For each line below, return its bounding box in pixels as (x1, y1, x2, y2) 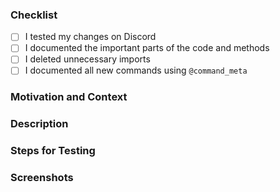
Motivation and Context (10, 90, 128, 104)
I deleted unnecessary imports (24, 53, 151, 65)
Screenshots (10, 171, 74, 185)
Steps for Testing (10, 144, 96, 158)
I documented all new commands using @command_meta (24, 64, 248, 77)
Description (10, 117, 69, 131)
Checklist (10, 8, 58, 22)
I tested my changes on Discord (24, 31, 157, 43)
